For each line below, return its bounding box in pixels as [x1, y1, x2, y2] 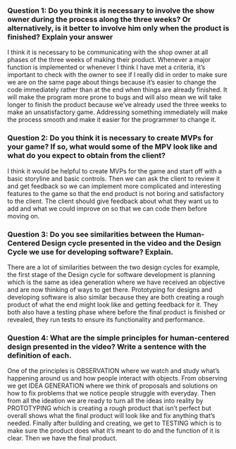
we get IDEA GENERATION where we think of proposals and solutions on [7, 381, 218, 390]
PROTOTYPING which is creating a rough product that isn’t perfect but [7, 404, 211, 412]
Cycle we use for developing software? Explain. [7, 247, 174, 257]
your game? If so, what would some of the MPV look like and [7, 142, 218, 152]
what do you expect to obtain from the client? [7, 151, 166, 161]
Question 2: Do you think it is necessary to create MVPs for [7, 133, 213, 143]
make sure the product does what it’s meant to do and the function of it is [7, 426, 221, 435]
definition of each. [7, 350, 72, 360]
